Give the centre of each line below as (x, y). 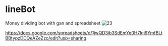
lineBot (20, 9)
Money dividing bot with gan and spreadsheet (53, 23)
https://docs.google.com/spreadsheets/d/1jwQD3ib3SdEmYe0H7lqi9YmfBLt (84, 32)
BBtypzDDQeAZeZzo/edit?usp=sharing (46, 38)
